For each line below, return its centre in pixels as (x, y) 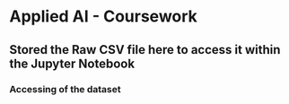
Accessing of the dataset (65, 89)
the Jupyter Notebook (72, 63)
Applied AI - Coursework (103, 17)
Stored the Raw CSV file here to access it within (145, 50)
